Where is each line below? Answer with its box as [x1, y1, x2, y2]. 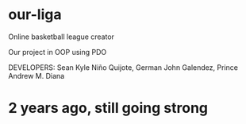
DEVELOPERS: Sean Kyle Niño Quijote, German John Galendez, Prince [8, 62, 238, 72]
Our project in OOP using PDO [8, 47, 107, 56]
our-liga [8, 6, 62, 24]
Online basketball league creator [8, 32, 115, 41]
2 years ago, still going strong [8, 99, 209, 117]
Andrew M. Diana [8, 71, 65, 80]
